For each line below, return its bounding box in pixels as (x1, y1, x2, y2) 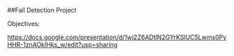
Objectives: (7, 20, 40, 27)
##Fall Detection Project (7, 6, 77, 14)
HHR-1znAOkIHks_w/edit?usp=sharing (7, 41, 118, 48)
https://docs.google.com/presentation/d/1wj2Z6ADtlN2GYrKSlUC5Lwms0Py (7, 33, 227, 41)
